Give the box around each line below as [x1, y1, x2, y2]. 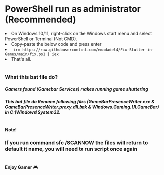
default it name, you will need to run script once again [5, 146, 138, 153]
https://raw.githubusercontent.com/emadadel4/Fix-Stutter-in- [22, 47, 154, 52]
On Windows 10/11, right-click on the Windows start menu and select [11, 30, 152, 36]
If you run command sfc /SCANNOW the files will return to [5, 139, 148, 146]
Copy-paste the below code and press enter [11, 41, 102, 47]
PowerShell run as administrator [5, 3, 141, 15]
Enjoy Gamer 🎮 [5, 164, 38, 170]
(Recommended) [5, 14, 76, 25]
